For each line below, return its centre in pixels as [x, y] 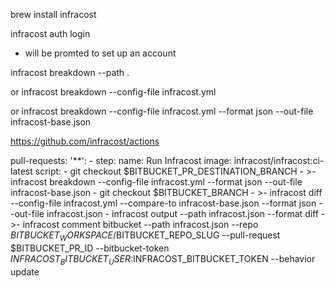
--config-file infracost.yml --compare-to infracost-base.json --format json [163, 203]
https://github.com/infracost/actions [85, 141]
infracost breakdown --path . [70, 72]
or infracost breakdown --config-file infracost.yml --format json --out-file [162, 111]
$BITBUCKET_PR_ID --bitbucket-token [90, 248]
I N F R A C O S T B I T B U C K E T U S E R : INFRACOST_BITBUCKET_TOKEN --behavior [163, 259]
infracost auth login [50, 33]
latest [21, 171]
